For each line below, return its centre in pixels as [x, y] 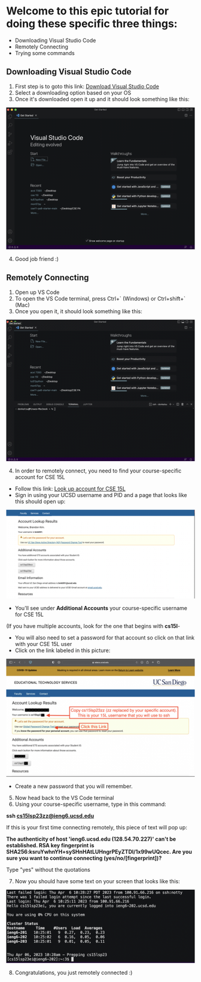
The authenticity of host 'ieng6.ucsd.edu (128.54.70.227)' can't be [91, 839]
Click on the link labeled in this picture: [63, 650]
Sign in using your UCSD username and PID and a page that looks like [101, 495]
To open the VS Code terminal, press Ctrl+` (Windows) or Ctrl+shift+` [100, 298]
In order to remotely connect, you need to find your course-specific [98, 471]
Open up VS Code [37, 292]
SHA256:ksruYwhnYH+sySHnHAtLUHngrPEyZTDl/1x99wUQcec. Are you [99, 852]
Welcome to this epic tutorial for [88, 11]
